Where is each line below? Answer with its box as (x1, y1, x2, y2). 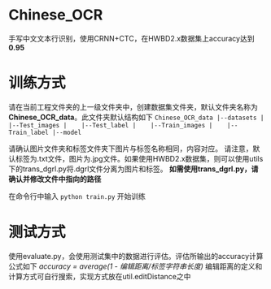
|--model (51, 128, 82, 136)
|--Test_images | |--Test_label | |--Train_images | (8, 121, 213, 129)
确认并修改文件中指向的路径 (8, 174, 102, 183)
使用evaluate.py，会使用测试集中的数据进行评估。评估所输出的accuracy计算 (8, 251, 264, 261)
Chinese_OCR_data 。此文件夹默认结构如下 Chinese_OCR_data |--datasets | (8, 112, 264, 122)
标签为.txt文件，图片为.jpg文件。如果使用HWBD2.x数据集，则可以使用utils (15, 153, 264, 163)
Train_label (8, 128, 49, 136)
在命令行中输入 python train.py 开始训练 (8, 191, 146, 201)
